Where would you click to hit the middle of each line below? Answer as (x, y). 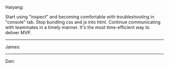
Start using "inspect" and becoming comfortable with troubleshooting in (80, 17)
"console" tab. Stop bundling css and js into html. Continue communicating (83, 22)
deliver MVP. (18, 33)
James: (13, 47)
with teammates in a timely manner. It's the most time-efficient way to (77, 27)
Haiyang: (15, 7)
